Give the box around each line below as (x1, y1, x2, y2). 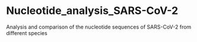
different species (6, 29, 47, 36)
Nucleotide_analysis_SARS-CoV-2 (6, 4, 179, 17)
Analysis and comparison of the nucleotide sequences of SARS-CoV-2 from (6, 23, 192, 30)
